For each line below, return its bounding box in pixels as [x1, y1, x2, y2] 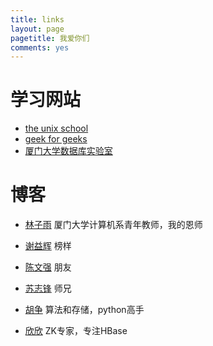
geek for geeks [24, 133, 88, 145]
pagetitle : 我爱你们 [10, 33, 90, 43]
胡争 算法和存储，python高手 [24, 304, 145, 316]
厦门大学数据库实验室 [24, 145, 113, 157]
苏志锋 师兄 [24, 282, 72, 295]
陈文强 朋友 [24, 261, 72, 273]
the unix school [24, 122, 89, 135]
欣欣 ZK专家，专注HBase [24, 325, 128, 337]
